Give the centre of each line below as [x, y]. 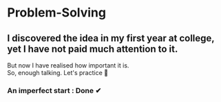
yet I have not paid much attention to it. [93, 49]
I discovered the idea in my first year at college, [111, 38]
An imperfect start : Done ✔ [54, 90]
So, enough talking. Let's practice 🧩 [58, 73]
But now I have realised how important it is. [68, 65]
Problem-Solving [57, 13]
